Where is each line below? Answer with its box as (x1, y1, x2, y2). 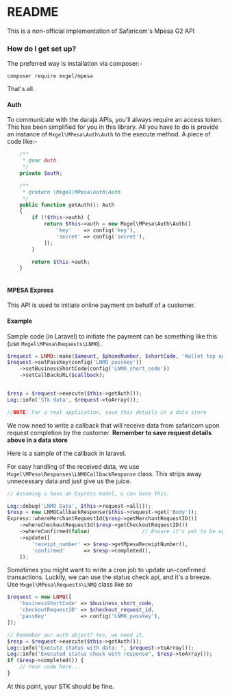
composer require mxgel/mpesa (7, 73, 94, 80)
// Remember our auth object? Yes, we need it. (7, 631, 146, 638)
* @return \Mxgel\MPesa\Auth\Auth (22, 188, 121, 195)
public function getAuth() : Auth (19, 201, 115, 208)
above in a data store (7, 436, 68, 444)
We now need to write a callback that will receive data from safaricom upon (7, 421, 220, 429)
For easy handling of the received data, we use (7, 462, 140, 470)
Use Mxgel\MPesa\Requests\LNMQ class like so (7, 580, 133, 589)
